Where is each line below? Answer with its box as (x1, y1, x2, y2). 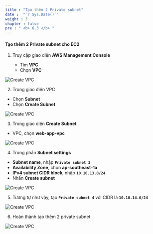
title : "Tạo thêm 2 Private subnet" (5, 7, 84, 12)
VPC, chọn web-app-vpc (12, 130, 65, 136)
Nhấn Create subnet (12, 175, 55, 181)
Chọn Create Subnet (12, 102, 56, 108)
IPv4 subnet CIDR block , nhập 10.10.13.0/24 (12, 170, 106, 176)
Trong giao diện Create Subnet (12, 120, 77, 127)
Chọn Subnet (12, 96, 40, 102)
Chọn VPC (19, 67, 42, 73)
